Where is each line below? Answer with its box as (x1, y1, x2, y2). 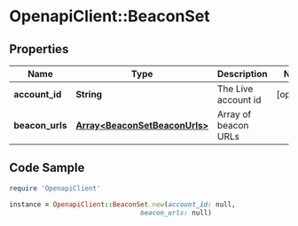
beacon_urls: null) (140, 208, 213, 217)
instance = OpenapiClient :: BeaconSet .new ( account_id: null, (9, 199, 237, 209)
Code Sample (9, 160, 85, 175)
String (74, 89, 103, 100)
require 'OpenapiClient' (9, 183, 101, 192)
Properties (9, 42, 69, 57)
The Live (216, 82, 254, 95)
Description (216, 68, 268, 80)
